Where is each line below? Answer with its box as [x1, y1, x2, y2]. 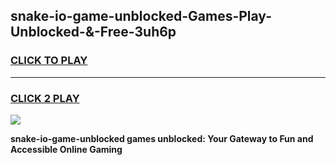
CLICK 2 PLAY [10, 91, 80, 105]
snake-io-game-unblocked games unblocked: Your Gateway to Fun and [10, 132, 314, 144]
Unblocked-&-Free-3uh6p [10, 24, 177, 41]
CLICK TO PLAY [10, 54, 88, 68]
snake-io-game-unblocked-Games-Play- [10, 8, 272, 25]
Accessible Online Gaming [10, 143, 123, 155]
